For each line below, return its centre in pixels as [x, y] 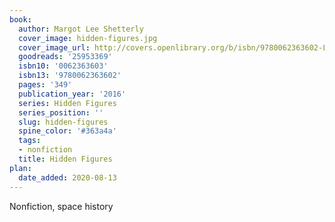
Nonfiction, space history [61, 206]
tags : [30, 141]
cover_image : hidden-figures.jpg [88, 38]
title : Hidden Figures [65, 159]
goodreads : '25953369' [65, 57]
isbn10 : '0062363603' [63, 66]
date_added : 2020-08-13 [67, 177]
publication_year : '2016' [72, 94]
